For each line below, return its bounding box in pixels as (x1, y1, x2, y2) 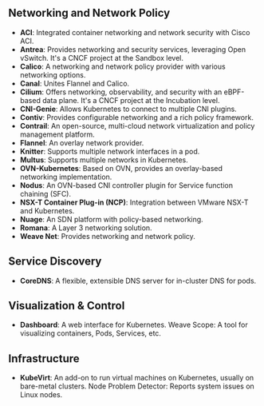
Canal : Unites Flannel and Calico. (19, 78, 130, 88)
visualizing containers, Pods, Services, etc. (19, 328, 162, 338)
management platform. (19, 129, 96, 139)
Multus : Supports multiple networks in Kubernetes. (19, 155, 189, 165)
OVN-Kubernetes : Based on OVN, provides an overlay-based (19, 163, 223, 173)
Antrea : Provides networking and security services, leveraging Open (19, 44, 246, 54)
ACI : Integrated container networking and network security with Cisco (19, 27, 250, 37)
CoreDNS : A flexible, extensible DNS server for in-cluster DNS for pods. (19, 276, 257, 285)
